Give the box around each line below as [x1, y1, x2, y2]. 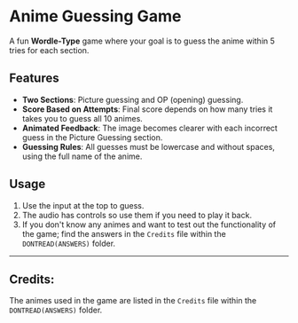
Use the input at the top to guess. [21, 200, 145, 210]
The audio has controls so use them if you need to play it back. [21, 209, 253, 220]
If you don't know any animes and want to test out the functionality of [21, 219, 277, 230]
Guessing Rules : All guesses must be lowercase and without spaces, [21, 141, 275, 152]
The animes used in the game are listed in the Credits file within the [9, 295, 257, 306]
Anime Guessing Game [9, 6, 182, 27]
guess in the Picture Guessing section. [21, 131, 163, 143]
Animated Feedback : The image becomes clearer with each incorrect [21, 122, 278, 133]
